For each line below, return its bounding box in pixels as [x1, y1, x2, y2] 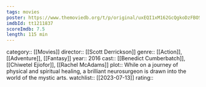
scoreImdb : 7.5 [6, 26, 45, 32]
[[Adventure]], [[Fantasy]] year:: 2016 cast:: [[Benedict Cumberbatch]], [6, 55, 186, 62]
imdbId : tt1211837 [6, 20, 53, 26]
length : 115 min [6, 32, 48, 38]
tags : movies [6, 9, 40, 15]
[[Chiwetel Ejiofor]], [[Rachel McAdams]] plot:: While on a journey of [6, 61, 178, 69]
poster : [6, 15, 26, 21]
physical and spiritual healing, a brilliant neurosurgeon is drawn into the [6, 68, 187, 75]
